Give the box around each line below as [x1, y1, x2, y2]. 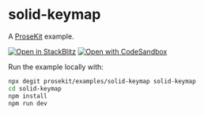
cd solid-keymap [8, 84, 62, 92]
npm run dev [8, 99, 47, 107]
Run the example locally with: [8, 61, 104, 72]
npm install [8, 92, 47, 100]
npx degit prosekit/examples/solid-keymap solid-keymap [8, 77, 196, 85]
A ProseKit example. [8, 32, 74, 41]
